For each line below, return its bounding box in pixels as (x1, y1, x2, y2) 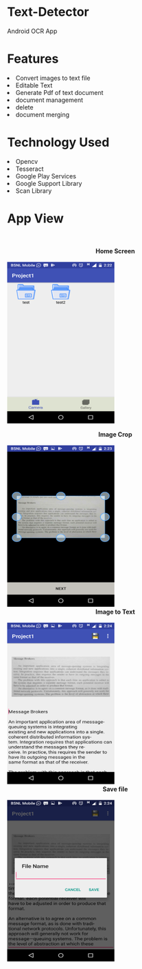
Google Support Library (16, 179, 82, 187)
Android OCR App (7, 27, 58, 35)
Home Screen (95, 247, 135, 255)
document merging (16, 110, 70, 118)
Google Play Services (16, 171, 77, 180)
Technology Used (7, 135, 110, 150)
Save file (102, 784, 128, 793)
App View (7, 211, 64, 226)
